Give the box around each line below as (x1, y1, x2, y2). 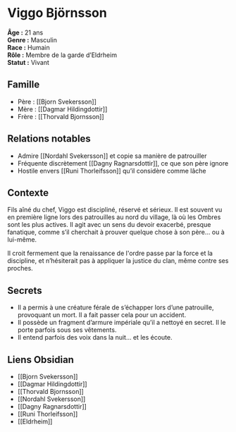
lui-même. (7, 235, 37, 244)
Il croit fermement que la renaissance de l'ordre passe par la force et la (7, 249, 213, 258)
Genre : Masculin (7, 35, 58, 44)
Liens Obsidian (7, 354, 74, 366)
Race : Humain (7, 43, 51, 51)
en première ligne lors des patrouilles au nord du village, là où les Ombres (7, 213, 221, 221)
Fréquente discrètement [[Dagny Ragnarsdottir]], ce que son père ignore (17, 159, 229, 167)
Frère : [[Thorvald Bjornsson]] (17, 112, 104, 121)
